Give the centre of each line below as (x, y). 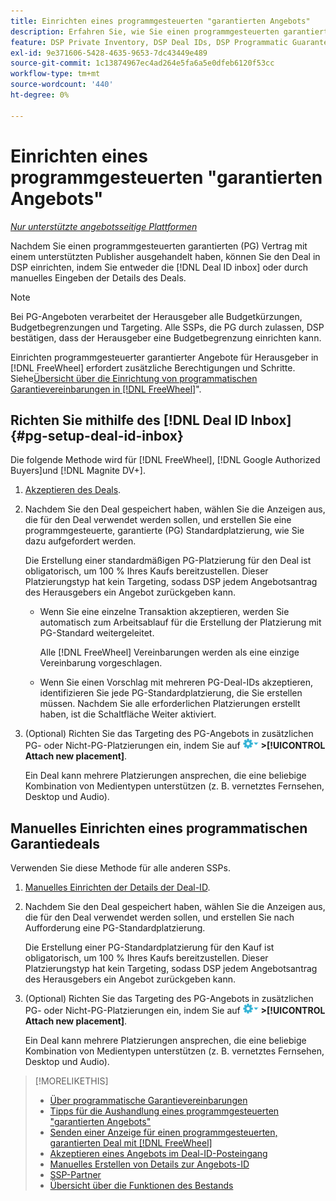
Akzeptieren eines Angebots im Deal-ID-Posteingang (158, 1154)
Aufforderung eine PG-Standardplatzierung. (115, 928)
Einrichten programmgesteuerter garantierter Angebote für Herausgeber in (164, 357)
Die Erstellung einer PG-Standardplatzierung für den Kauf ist (149, 947)
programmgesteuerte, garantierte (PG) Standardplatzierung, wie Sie (164, 531)
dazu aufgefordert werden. (80, 541)
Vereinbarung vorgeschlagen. (101, 663)
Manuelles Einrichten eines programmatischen (159, 828)
